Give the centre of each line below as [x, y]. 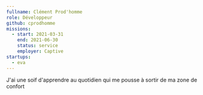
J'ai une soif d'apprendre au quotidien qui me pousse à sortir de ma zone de [102, 80]
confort [15, 86]
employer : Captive [40, 51]
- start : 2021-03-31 [38, 34]
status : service [38, 46]
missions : [19, 29]
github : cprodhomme [31, 23]
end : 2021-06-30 [38, 40]
